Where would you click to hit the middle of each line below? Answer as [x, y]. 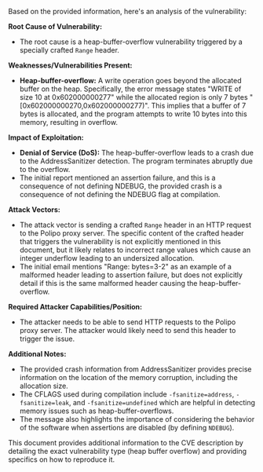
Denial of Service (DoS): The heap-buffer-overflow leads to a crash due [136, 153]
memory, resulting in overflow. [68, 122]
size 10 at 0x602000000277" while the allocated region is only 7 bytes [134, 97]
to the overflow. [45, 169]
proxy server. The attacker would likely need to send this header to [128, 330]
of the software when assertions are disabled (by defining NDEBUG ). [127, 428]
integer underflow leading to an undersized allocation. [107, 258]
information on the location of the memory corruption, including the [128, 377]
